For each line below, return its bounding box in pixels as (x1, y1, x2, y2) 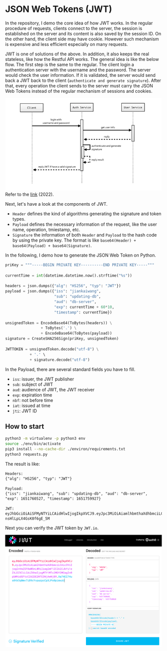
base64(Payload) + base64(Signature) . (12, 242, 92, 248)
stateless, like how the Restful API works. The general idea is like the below (5, 56, 159, 62)
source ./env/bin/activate (5, 441, 61, 446)
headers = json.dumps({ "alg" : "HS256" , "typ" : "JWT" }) (5, 284, 121, 289)
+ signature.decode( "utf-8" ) (29, 357, 90, 362)
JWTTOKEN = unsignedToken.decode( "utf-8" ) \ (5, 346, 99, 351)
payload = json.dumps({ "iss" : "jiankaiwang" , (5, 289, 101, 294)
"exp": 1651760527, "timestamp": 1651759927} (5, 496, 101, 501)
